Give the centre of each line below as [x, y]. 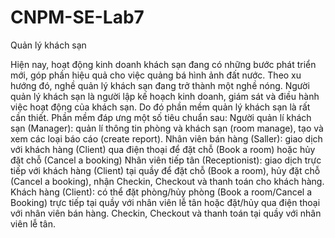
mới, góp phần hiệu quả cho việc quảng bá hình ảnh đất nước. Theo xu [156, 75]
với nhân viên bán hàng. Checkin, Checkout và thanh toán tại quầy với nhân [166, 213]
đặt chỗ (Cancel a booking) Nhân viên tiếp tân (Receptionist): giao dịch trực [166, 160]
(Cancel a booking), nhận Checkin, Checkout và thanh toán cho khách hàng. [167, 181]
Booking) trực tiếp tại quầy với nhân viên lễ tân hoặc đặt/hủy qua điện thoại [165, 202]
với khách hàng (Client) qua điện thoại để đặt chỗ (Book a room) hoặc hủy [163, 149]
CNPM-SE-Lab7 [77, 17]
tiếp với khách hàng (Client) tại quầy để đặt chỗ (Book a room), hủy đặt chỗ [165, 170]
